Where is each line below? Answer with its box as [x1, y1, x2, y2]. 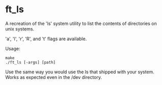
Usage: [5, 45, 20, 51]
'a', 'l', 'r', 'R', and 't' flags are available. [5, 36, 87, 42]
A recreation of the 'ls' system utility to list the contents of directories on [5, 20, 157, 26]
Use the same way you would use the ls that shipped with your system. [5, 69, 154, 75]
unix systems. [5, 25, 35, 32]
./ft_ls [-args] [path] [5, 60, 56, 65]
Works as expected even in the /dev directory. [5, 74, 102, 80]
